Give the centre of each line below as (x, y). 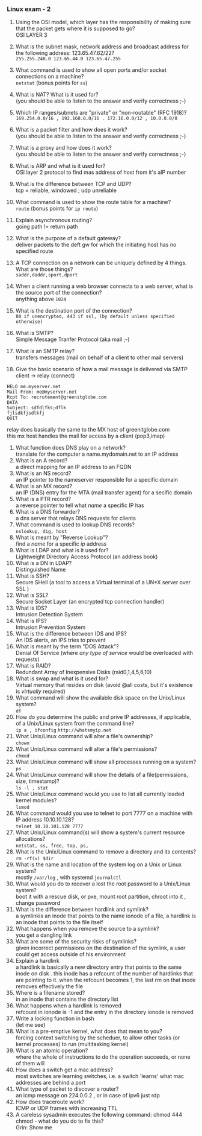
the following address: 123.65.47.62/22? (65, 53)
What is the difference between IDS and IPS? (71, 634)
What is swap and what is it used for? (62, 678)
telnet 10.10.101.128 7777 (49, 827)
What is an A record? (41, 461)
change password (38, 903)
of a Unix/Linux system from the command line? (75, 724)
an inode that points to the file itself (59, 922)
